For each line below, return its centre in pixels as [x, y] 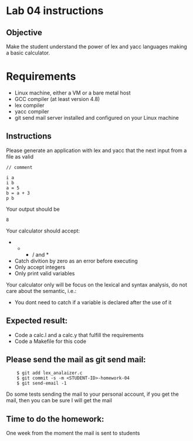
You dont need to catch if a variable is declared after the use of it [93, 302]
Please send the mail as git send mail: [76, 359]
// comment [19, 167]
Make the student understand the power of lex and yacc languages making [97, 46]
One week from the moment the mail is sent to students [73, 433]
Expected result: [37, 321]
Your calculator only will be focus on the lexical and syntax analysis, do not [97, 285]
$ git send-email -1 [42, 383]
